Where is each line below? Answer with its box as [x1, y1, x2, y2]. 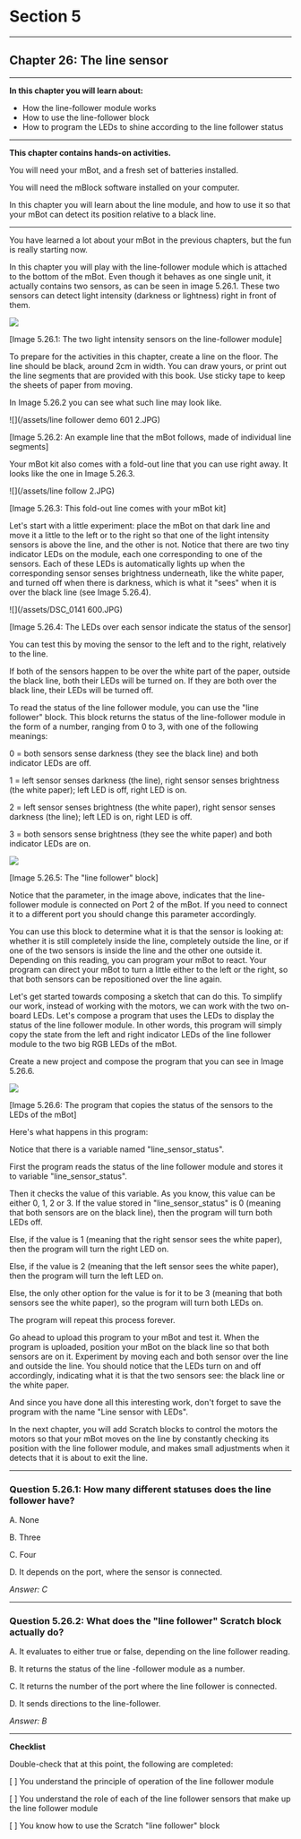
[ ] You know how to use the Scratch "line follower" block [9, 1820, 220, 1831]
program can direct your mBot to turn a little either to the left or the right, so [9, 964, 288, 975]
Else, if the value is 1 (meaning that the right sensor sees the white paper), [9, 1233, 283, 1244]
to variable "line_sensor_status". [9, 1171, 128, 1182]
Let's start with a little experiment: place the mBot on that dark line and [9, 520, 271, 530]
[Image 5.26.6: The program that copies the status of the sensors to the [9, 1099, 273, 1110]
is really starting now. [9, 244, 88, 254]
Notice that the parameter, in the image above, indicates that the [9, 889, 247, 900]
